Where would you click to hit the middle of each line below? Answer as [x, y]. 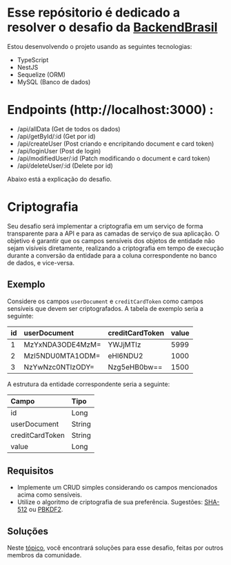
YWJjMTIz [124, 345]
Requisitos [30, 471]
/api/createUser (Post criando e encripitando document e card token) [115, 144]
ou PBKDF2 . [46, 510]
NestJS [28, 67]
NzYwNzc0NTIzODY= [59, 367]
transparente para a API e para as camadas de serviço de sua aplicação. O [113, 233]
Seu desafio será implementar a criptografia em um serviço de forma [105, 226]
